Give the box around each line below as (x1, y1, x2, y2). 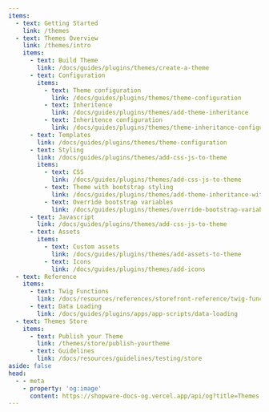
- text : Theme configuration (43, 86, 142, 95)
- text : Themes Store (15, 317, 88, 325)
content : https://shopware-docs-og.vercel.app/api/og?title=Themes (29, 392, 260, 400)
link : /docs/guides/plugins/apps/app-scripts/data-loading (37, 309, 239, 317)
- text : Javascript (29, 213, 94, 221)
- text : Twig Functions (29, 288, 110, 296)
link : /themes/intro (22, 42, 91, 50)
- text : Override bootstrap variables (43, 198, 174, 206)
